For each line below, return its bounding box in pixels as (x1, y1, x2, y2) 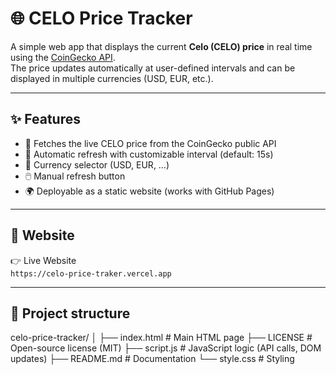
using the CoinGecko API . (10, 51, 116, 63)
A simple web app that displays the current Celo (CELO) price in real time (10, 40, 313, 52)
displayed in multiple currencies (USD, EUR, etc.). (10, 72, 214, 84)
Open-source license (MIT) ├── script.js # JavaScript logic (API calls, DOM (10, 342, 322, 354)
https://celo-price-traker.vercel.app (10, 268, 172, 279)
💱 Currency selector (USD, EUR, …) (24, 158, 170, 171)
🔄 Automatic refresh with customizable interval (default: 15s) (24, 148, 274, 160)
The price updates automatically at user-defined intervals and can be (10, 62, 296, 74)
